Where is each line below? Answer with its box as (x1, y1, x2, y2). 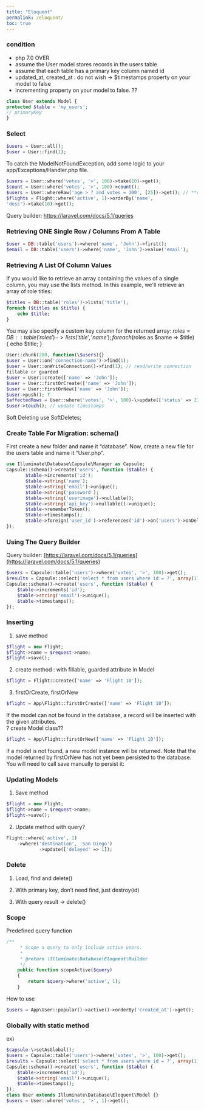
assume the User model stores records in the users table (15, 60, 157, 68)
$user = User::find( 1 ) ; (6, 149, 67, 155)
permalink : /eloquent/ (6, 15, 64, 21)
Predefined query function (6, 927, 73, 934)
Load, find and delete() (15, 874, 73, 882)
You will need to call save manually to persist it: (6, 760, 124, 767)
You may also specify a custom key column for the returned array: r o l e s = (6, 327, 191, 335)
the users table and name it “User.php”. (6, 449, 104, 457)
